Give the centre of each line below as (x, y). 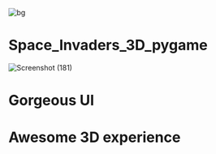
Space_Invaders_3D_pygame (108, 45)
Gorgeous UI (52, 101)
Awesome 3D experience (95, 137)
